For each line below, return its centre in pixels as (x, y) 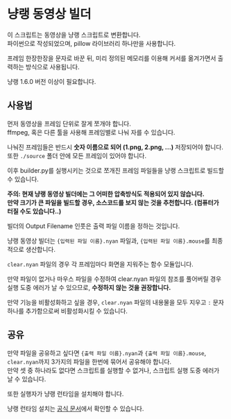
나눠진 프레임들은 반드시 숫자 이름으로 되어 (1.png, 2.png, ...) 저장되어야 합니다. (115, 147)
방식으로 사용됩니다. (52, 67)
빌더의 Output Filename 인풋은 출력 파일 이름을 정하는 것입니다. (94, 225)
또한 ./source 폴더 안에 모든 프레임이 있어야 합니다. (77, 155)
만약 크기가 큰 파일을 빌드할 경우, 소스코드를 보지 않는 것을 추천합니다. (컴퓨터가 (113, 203)
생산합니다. (41, 249)
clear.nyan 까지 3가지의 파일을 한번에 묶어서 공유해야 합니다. (89, 361)
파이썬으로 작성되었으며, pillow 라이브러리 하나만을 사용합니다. (92, 43)
